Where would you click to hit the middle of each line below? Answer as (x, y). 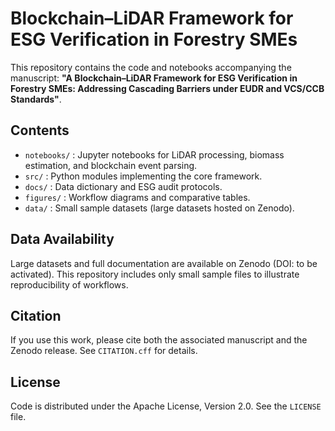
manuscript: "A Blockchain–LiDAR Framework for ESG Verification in (154, 78)
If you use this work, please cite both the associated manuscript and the (159, 340)
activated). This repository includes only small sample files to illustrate (155, 274)
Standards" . (36, 99)
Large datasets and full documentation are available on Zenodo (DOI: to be (164, 263)
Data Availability (62, 239)
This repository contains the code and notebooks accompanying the (151, 67)
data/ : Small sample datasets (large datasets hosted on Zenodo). (159, 208)
